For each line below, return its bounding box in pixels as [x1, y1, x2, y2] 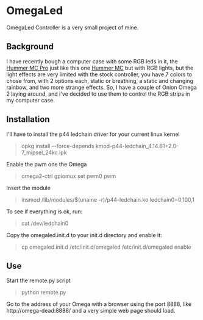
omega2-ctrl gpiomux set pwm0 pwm [21, 172, 116, 180]
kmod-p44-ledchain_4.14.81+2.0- [95, 142, 179, 149]
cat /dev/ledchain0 [21, 219, 69, 227]
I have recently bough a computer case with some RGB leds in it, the [6, 57, 178, 65]
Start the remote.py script [6, 277, 71, 284]
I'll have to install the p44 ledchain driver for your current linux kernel [6, 130, 180, 138]
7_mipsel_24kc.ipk [21, 149, 67, 156]
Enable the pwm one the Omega [6, 160, 87, 168]
